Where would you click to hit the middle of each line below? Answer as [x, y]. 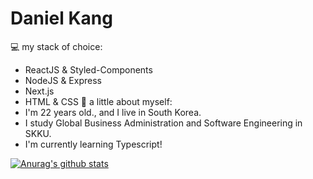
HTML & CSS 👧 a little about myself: [98, 101]
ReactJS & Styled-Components [88, 69]
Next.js [39, 91]
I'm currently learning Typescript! [93, 144]
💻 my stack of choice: [56, 46]
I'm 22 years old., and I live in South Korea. [113, 112]
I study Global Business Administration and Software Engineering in [163, 123]
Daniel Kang [61, 18]
